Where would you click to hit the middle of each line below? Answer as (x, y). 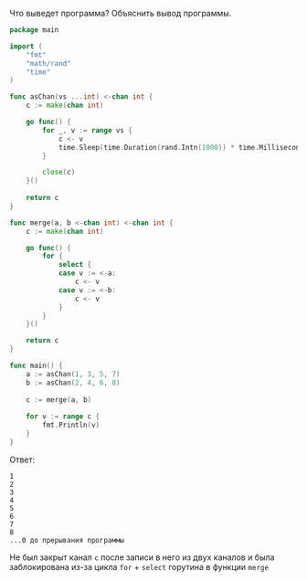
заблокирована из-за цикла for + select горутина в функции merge (139, 566)
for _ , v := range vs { (87, 130)
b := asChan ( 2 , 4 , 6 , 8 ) (73, 383)
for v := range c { (63, 417)
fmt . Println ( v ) (71, 425)
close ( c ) (59, 173)
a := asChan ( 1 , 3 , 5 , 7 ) (73, 374)
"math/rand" (48, 63)
